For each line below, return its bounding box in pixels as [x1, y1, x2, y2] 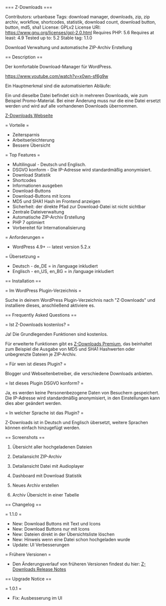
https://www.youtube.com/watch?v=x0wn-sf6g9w [5, 73, 109, 79]
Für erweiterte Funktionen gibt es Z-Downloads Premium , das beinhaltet [5, 341, 152, 346]
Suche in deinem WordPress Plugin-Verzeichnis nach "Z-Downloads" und [5, 297, 156, 303]
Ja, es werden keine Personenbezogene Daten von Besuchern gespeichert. [5, 390, 160, 395]
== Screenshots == [5, 435, 45, 440]
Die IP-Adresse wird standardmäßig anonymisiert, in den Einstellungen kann [5, 395, 160, 401]
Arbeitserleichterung [12, 137, 55, 143]
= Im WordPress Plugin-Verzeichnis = [5, 287, 82, 293]
